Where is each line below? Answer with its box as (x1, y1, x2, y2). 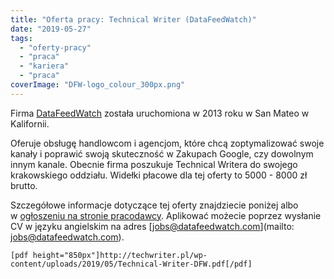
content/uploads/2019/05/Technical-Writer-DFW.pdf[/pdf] (10, 259, 253, 269)
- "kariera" (19, 61, 70, 71)
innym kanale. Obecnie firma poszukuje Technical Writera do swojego (10, 158, 298, 170)
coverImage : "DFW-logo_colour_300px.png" (10, 80, 186, 90)
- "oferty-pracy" (19, 42, 92, 53)
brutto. (10, 179, 38, 191)
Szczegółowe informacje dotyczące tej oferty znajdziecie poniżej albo (10, 199, 299, 211)
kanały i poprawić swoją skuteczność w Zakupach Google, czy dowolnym (10, 147, 314, 160)
